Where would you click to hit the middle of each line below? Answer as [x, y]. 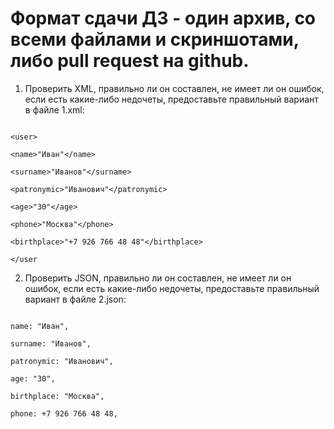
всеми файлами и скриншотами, [155, 39]
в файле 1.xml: [54, 109]
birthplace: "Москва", [57, 396]
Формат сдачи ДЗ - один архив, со [163, 18]
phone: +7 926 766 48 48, [64, 413]
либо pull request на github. [130, 61]
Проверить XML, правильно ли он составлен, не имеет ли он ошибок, [174, 88]
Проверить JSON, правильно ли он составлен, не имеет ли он [158, 278]
